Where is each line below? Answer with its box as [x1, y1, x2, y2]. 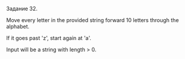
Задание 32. [6, 5, 38, 12]
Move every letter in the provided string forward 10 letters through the [6, 17, 179, 23]
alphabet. [6, 23, 30, 30]
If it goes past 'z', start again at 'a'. [6, 35, 92, 41]
